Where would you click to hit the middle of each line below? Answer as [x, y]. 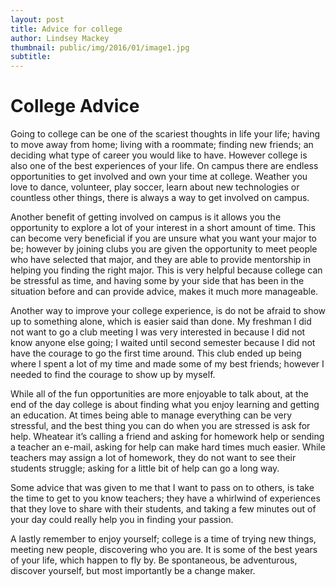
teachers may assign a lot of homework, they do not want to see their [153, 458]
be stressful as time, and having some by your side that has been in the [157, 281]
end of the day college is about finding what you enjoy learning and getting [165, 405]
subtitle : [31, 57]
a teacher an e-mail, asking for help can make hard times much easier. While [168, 447]
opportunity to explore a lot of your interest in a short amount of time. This [163, 228]
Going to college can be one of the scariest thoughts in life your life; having [165, 134]
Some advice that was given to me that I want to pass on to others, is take [162, 488]
